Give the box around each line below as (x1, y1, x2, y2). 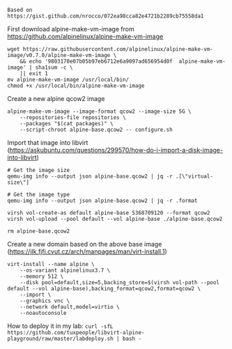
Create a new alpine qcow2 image (7, 95, 105, 102)
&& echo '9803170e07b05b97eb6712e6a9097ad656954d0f (20, 58, 173, 65)
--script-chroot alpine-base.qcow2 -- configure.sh (20, 126, 173, 133)
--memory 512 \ (20, 273, 64, 280)
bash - (122, 335, 141, 342)
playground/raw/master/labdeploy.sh (7, 335, 114, 342)
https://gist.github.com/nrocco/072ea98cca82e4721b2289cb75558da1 (7, 13, 204, 20)
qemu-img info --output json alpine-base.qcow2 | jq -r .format (7, 197, 198, 204)
